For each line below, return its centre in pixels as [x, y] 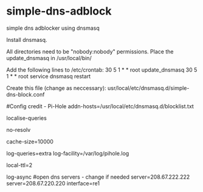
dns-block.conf [26, 94]
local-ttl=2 [19, 165]
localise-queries [26, 118]
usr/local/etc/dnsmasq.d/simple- [148, 88]
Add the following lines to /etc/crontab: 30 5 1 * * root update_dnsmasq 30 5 [102, 70]
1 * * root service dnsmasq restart [49, 76]
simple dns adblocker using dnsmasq [53, 28]
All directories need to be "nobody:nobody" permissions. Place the [90, 51]
